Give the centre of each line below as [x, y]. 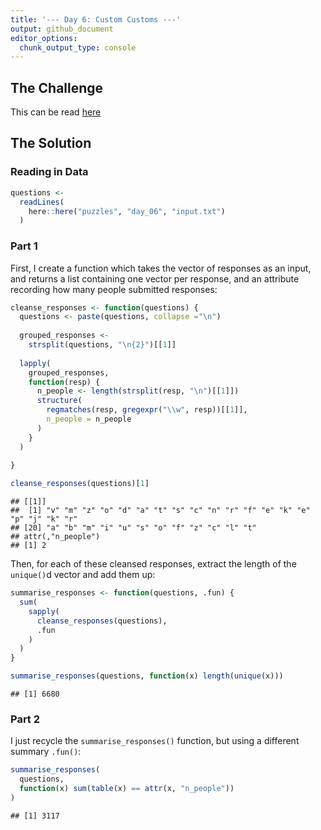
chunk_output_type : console [78, 47]
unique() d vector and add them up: [83, 575]
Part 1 [24, 246]
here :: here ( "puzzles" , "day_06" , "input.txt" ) [127, 211]
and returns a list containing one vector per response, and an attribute [155, 278]
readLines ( [42, 202]
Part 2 [25, 719]
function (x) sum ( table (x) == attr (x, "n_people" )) [127, 789]
